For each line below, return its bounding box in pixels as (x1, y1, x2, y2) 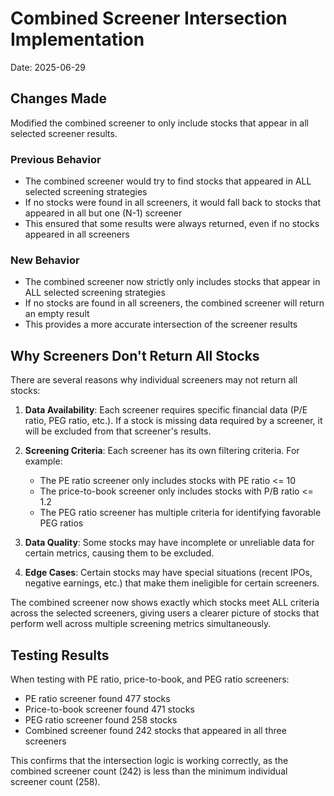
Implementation (10, 28, 145, 51)
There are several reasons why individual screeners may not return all (10, 374, 298, 386)
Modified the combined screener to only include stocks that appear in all (10, 117, 309, 129)
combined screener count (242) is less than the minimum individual (10, 765, 288, 777)
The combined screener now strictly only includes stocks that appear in (24, 276, 321, 288)
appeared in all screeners (24, 228, 130, 241)
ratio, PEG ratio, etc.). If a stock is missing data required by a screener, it (24, 415, 323, 427)
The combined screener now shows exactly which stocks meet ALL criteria (10, 597, 320, 609)
